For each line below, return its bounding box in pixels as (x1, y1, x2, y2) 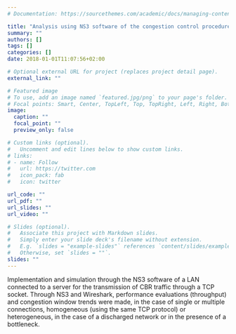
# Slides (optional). (7, 223, 71, 230)
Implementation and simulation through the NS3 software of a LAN (7, 275, 200, 283)
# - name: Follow (7, 159, 58, 166)
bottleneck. (7, 320, 40, 328)
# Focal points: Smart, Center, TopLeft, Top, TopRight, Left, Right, (7, 100, 218, 107)
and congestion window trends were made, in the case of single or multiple (7, 298, 225, 306)
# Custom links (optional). (7, 139, 90, 146)
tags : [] (7, 43, 33, 50)
